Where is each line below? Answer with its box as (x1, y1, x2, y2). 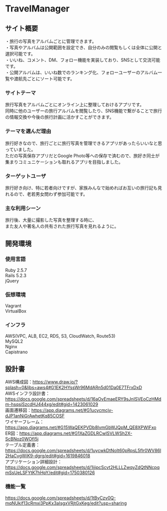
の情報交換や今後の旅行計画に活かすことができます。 (5, 114, 114, 120)
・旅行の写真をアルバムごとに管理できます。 (5, 38, 97, 44)
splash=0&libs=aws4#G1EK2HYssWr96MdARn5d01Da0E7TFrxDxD (5, 385, 142, 391)
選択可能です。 (5, 51, 36, 56)
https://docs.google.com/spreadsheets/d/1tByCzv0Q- (5, 495, 116, 501)
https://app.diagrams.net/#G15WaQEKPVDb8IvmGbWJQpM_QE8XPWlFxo (5, 425, 157, 431)
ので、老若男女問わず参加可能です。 (13, 191, 88, 197)
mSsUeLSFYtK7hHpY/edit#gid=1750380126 (5, 470, 95, 476)
